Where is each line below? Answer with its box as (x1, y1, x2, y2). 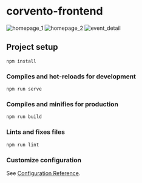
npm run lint (6, 142, 39, 148)
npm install (6, 58, 36, 64)
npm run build (6, 114, 42, 120)
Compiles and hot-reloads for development (6, 72, 137, 80)
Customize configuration (6, 156, 82, 164)
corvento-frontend (6, 4, 103, 18)
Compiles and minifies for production (6, 100, 118, 108)
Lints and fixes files (6, 128, 66, 136)
